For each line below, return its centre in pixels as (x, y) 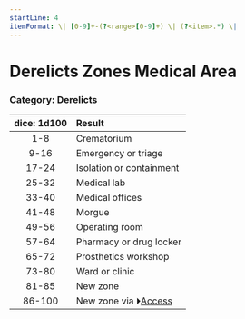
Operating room (109, 226)
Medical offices (109, 197)
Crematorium (104, 138)
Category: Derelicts (54, 99)
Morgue (93, 212)
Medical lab (100, 183)
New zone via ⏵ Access (124, 301)
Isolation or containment (127, 167)
